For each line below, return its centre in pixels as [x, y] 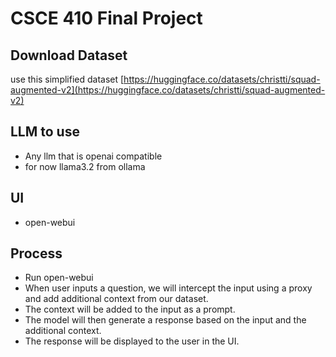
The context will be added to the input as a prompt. [130, 309]
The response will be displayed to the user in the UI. [132, 341]
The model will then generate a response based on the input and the [165, 320]
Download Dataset [69, 55]
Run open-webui [59, 278]
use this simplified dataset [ [67, 79]
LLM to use [45, 132]
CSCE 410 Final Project [106, 18]
